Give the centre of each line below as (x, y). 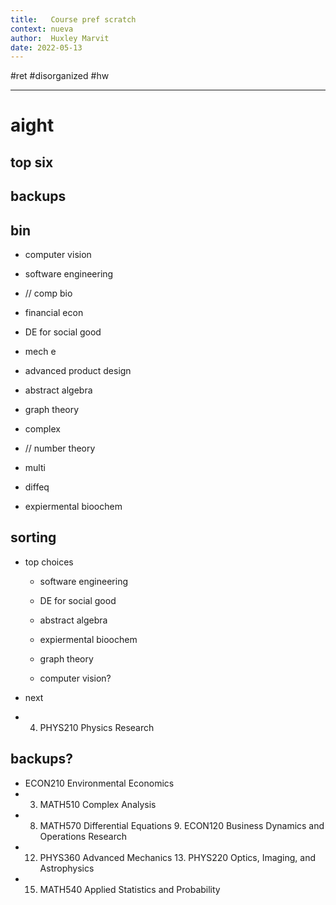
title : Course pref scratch (73, 19)
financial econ (54, 313)
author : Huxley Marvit (60, 38)
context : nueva (42, 29)
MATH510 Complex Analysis (98, 804)
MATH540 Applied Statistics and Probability (130, 889)
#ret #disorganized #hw (60, 76)
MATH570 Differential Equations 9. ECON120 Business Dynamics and (182, 825)
